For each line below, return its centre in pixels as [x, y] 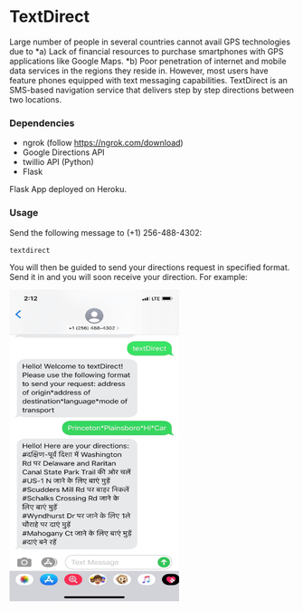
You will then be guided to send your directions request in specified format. [150, 267]
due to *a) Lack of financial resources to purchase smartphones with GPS [147, 51]
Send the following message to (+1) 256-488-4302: [106, 232]
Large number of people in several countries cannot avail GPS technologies [150, 42]
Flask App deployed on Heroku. [68, 189]
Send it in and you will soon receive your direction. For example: [129, 276]
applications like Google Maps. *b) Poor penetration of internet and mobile [148, 61]
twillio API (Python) [58, 162]
